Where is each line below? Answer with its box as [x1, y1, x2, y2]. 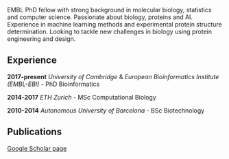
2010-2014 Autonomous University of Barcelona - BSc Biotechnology [7, 106, 205, 115]
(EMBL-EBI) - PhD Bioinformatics [7, 80, 100, 88]
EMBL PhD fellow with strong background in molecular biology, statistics [7, 6, 212, 14]
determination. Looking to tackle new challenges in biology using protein [7, 27, 213, 35]
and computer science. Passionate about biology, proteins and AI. [7, 13, 193, 21]
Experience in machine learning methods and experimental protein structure [7, 20, 222, 28]
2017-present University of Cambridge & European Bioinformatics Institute [7, 72, 219, 81]
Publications [7, 126, 62, 138]
